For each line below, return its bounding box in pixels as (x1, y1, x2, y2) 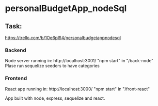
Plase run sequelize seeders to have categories (5, 63, 100, 69)
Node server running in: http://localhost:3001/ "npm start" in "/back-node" (5, 58, 154, 64)
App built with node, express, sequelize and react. (5, 95, 105, 101)
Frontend (5, 75, 27, 82)
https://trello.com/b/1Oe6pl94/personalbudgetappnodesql (5, 35, 121, 40)
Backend (5, 47, 27, 53)
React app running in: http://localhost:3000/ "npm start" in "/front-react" (5, 86, 150, 92)
